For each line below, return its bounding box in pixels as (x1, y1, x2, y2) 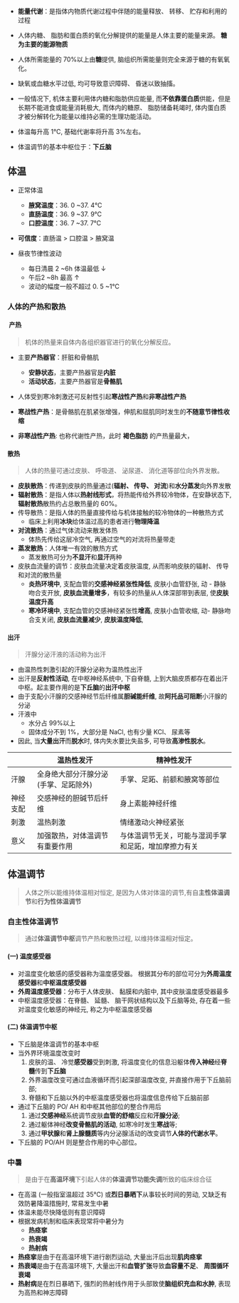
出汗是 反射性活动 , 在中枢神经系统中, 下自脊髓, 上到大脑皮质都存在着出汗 (17, 674, 228, 683)
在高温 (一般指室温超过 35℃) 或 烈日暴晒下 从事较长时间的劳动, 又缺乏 (17, 1190, 221, 1199)
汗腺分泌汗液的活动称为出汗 (24, 650, 107, 659)
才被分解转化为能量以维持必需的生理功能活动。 (17, 112, 155, 121)
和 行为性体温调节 (31, 897, 82, 906)
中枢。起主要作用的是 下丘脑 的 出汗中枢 (17, 683, 130, 691)
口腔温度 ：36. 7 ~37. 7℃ (28, 218, 102, 227)
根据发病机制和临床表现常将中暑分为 (17, 1217, 124, 1226)
